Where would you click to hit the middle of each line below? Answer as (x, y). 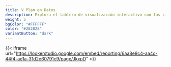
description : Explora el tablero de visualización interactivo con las (83, 15)
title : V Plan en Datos (31, 10)
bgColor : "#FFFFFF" (26, 24)
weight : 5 (16, 19)
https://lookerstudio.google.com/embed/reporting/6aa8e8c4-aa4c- (87, 53)
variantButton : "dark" (29, 33)
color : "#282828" (24, 29)
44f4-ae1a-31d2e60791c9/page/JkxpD (46, 59)
